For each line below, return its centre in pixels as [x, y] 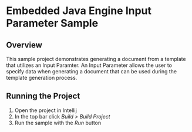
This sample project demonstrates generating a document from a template [96, 59]
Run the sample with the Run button [58, 123]
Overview [24, 45]
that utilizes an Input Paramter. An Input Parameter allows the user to [89, 65]
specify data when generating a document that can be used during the [92, 71]
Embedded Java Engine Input [79, 11]
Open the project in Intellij [46, 110]
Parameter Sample [52, 23]
